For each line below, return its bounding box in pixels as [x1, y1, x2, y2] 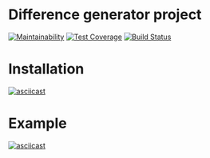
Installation [8, 60, 85, 78]
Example [8, 114, 67, 132]
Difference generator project [8, 6, 202, 24]
